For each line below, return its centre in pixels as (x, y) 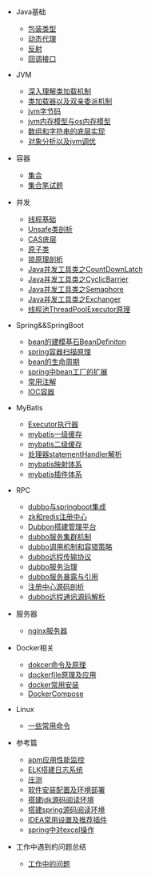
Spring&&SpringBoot (50, 325)
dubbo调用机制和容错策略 (70, 547)
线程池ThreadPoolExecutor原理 (79, 309)
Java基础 (31, 12)
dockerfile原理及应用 (62, 675)
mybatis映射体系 (55, 464)
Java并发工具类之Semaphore (75, 289)
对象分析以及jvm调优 (62, 141)
